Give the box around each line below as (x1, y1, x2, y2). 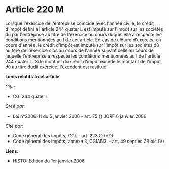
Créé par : (5, 103, 25, 109)
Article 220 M (5, 4, 64, 15)
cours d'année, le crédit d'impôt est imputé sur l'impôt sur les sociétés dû (5, 42, 159, 48)
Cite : (5, 83, 15, 90)
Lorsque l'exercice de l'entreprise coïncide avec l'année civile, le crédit (5, 20, 154, 26)
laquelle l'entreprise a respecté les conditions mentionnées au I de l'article (5, 52, 161, 59)
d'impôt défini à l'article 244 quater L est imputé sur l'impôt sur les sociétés (5, 25, 163, 32)
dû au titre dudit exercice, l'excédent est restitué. (5, 64, 108, 70)
